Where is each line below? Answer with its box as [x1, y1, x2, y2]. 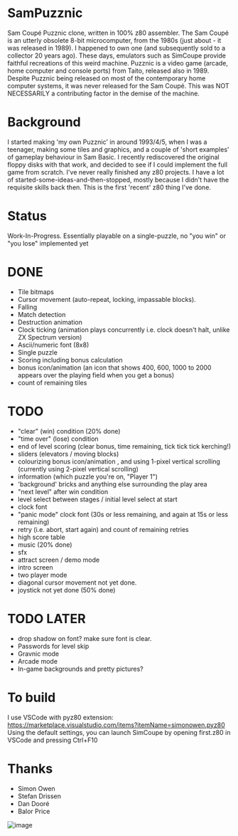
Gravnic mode [17, 649, 60, 658]
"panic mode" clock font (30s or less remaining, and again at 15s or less [17, 510, 229, 518]
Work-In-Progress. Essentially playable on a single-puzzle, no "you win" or [7, 231, 226, 240]
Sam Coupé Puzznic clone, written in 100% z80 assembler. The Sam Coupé [7, 28, 229, 37]
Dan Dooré [17, 799, 50, 808]
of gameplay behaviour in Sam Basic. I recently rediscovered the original [7, 152, 220, 161]
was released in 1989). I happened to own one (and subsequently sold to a [7, 43, 226, 52]
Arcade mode [17, 657, 58, 665]
